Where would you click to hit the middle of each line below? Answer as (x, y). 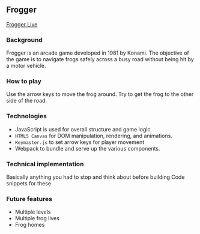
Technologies (26, 116)
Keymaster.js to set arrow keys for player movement (80, 142)
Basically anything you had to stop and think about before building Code (95, 177)
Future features (29, 199)
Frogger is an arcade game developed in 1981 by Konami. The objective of (98, 53)
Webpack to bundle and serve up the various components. (87, 148)
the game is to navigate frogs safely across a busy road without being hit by (100, 59)
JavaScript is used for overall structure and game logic (83, 129)
